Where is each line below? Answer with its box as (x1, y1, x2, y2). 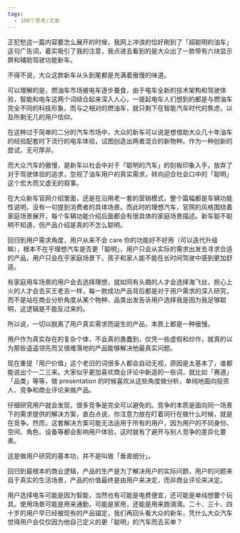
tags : (7, 10, 24, 18)
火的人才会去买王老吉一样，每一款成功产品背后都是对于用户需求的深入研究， (7, 286, 233, 295)
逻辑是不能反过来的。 (26, 304, 89, 313)
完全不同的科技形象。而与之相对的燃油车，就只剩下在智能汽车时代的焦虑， (7, 103, 226, 112)
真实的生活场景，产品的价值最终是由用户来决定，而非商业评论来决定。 (19, 475, 226, 484)
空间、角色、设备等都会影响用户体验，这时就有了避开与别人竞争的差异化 (7, 427, 220, 436)
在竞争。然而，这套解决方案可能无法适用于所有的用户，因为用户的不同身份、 (7, 418, 233, 427)
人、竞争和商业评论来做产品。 (7, 385, 95, 394)
